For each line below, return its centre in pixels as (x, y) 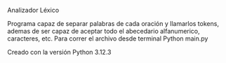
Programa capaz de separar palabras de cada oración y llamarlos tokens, (113, 23)
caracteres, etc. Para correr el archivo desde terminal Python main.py (108, 38)
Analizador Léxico (33, 10)
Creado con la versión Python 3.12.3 (59, 52)
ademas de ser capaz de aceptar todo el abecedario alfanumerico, (104, 31)
